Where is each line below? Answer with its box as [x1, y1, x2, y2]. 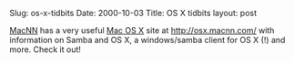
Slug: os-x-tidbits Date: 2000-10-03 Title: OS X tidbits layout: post [9, 8, 258, 18]
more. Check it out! [9, 44, 82, 55]
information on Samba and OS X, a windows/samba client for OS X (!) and [9, 35, 286, 45]
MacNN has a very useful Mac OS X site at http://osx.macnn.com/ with [9, 25, 275, 35]
